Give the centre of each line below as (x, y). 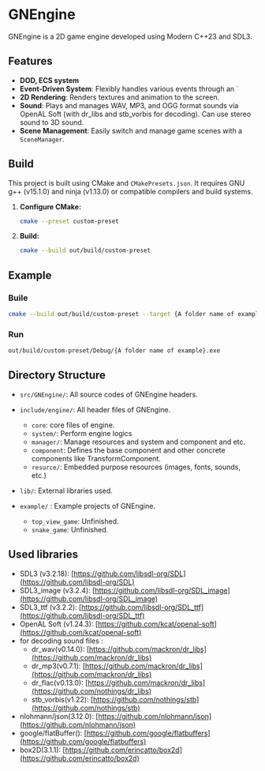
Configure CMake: (50, 206)
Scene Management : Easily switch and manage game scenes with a (131, 130)
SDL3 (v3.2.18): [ (47, 574)
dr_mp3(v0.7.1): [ (58, 666)
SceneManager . (42, 139)
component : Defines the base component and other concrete (129, 450)
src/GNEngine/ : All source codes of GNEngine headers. (109, 394)
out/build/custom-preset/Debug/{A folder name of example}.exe (114, 351)
